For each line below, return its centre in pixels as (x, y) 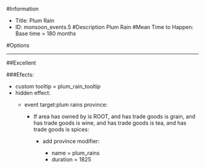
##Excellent (21, 63)
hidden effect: (33, 93)
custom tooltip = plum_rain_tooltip (58, 86)
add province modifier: (71, 141)
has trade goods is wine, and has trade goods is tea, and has (110, 123)
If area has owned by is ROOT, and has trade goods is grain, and (114, 116)
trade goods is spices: (61, 129)
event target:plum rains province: (66, 105)
